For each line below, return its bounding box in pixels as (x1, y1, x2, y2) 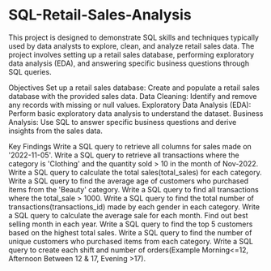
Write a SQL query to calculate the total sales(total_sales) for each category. (8, 167, 262, 177)
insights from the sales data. (8, 126, 103, 135)
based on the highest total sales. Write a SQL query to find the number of (8, 227, 252, 237)
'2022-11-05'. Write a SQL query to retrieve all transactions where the (8, 150, 240, 160)
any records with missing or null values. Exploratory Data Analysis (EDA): (8, 100, 252, 110)
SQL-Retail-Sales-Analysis (8, 6, 192, 24)
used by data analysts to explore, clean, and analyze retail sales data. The (8, 41, 255, 50)
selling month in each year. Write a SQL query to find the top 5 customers (8, 219, 253, 229)
